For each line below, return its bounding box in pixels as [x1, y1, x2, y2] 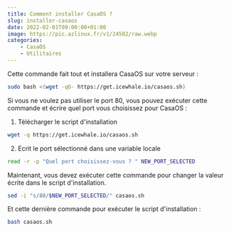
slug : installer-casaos [7, 17, 78, 24]
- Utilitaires [20, 50, 62, 58]
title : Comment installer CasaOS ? [7, 10, 113, 18]
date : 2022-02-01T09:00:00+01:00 [7, 23, 107, 31]
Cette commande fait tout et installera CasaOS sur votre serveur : [7, 69, 199, 78]
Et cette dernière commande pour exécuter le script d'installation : [7, 205, 201, 213]
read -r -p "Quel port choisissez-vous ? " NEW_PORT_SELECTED [7, 158, 195, 165]
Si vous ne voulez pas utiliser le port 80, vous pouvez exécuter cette [7, 96, 208, 104]
